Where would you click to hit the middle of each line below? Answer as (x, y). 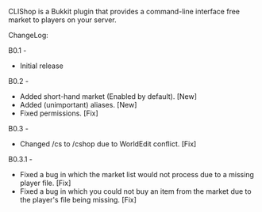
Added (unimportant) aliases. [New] (78, 105)
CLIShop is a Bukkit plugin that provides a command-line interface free (124, 11)
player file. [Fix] (45, 183)
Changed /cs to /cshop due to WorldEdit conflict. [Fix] (108, 144)
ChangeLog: (29, 35)
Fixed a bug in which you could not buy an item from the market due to (135, 191)
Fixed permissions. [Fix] (59, 113)
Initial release (41, 66)
